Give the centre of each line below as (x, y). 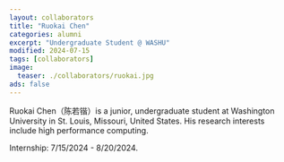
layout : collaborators (52, 17)
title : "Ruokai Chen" (50, 26)
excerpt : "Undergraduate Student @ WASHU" (90, 43)
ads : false (30, 84)
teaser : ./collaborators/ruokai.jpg (86, 76)
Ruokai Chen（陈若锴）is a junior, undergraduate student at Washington (142, 111)
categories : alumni (46, 34)
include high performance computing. (79, 130)
